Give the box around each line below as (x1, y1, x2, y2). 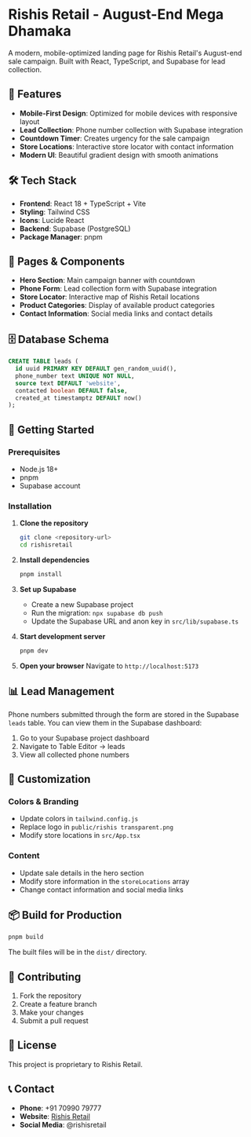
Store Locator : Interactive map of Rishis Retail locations (19, 292, 200, 302)
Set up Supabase (19, 584, 77, 594)
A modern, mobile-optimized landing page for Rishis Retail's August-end (8, 48, 242, 57)
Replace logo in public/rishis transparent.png (19, 822, 174, 832)
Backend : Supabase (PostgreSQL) (19, 224, 131, 233)
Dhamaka (8, 22, 72, 40)
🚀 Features (8, 88, 62, 101)
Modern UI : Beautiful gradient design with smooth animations (19, 150, 219, 159)
